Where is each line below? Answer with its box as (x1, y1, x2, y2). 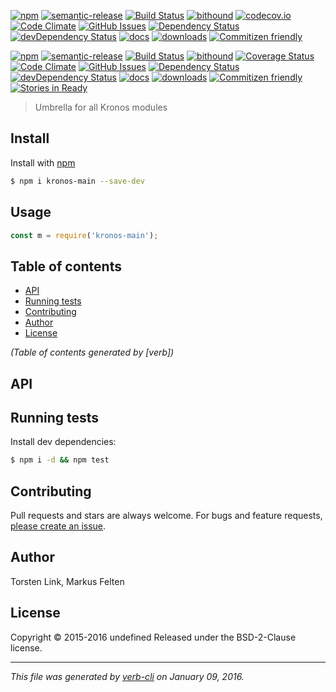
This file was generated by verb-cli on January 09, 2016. (10, 670, 245, 682)
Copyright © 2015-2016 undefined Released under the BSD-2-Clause (10, 631, 297, 643)
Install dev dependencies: (10, 436, 117, 448)
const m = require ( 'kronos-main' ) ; (10, 230, 159, 240)
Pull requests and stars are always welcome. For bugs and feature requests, (10, 510, 323, 522)
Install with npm (10, 156, 76, 169)
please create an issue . (10, 520, 107, 532)
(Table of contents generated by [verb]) (10, 346, 175, 359)
